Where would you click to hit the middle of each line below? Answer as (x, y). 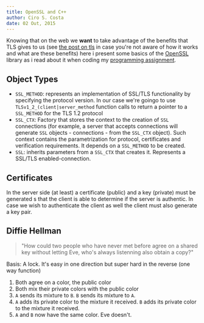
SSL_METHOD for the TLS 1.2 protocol (59, 113)
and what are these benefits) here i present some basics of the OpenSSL (97, 54)
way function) (24, 270)
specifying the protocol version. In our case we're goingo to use (95, 101)
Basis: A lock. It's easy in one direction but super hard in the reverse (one (98, 264)
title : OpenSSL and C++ (37, 12)
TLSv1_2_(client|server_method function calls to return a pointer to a (101, 107)
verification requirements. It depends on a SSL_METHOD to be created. (100, 146)
